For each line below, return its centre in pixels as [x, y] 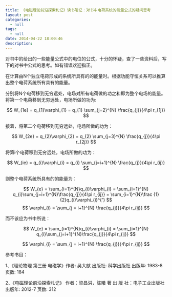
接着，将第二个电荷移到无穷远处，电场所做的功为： [59, 126]
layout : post [19, 15]
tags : [11, 29]
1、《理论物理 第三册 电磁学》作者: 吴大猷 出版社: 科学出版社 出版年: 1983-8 [84, 265]
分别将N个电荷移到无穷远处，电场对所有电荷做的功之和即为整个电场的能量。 [85, 93]
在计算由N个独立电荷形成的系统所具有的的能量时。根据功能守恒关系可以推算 [85, 76]
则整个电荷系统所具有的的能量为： [41, 179]
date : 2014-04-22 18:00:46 [34, 39]
